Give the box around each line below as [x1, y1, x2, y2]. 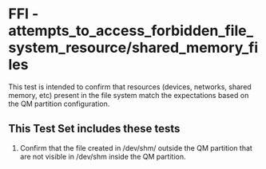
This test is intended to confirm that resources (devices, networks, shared [8, 81, 252, 92]
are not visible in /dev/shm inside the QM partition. [19, 151, 186, 161]
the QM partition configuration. [8, 99, 110, 108]
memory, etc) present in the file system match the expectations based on [8, 90, 249, 100]
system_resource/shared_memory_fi [8, 39, 259, 57]
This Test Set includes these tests [8, 122, 181, 136]
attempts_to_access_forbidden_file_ [8, 22, 254, 40]
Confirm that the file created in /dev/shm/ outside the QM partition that [19, 143, 253, 152]
